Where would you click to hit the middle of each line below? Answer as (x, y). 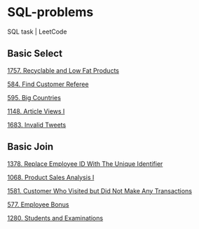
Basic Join (30, 147)
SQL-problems (50, 12)
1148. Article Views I (36, 111)
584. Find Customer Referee (48, 84)
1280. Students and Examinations (55, 218)
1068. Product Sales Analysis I (51, 177)
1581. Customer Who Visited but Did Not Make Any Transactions (100, 190)
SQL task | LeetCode (37, 32)
